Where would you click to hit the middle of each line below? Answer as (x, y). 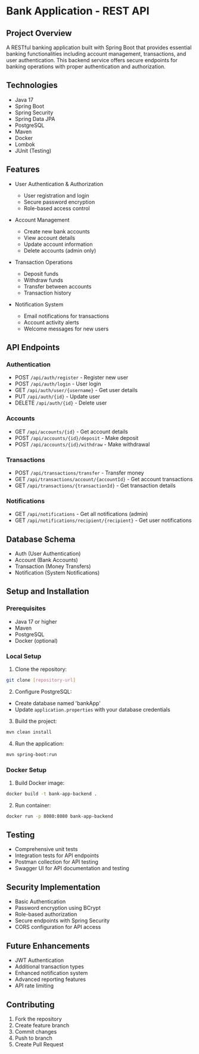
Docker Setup (26, 770)
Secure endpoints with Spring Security (62, 921)
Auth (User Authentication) (48, 554)
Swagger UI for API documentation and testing (72, 868)
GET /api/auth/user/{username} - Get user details (76, 390)
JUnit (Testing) (33, 150)
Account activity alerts (51, 322)
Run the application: (39, 743)
